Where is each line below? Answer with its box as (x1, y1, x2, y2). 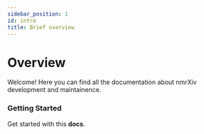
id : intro (7, 17, 37, 24)
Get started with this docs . (7, 119, 85, 128)
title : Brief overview (7, 24, 75, 31)
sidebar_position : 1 (7, 10, 69, 18)
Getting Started (7, 103, 62, 113)
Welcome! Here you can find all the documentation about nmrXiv (7, 78, 197, 86)
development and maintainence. (7, 86, 102, 94)
